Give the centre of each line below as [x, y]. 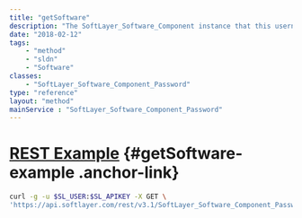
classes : [26, 76]
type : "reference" [44, 92]
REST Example [64, 154]
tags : [19, 43]
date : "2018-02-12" [46, 34]
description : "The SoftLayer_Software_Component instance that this [140, 26]
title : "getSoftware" [50, 17]
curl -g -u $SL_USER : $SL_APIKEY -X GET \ [88, 197]
